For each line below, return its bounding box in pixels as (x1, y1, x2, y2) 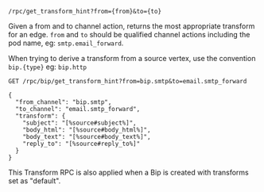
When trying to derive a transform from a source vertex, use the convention (8, 54, 256, 63)
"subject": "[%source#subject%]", (22, 119, 137, 127)
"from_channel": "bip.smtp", (15, 98, 112, 106)
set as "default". (8, 176, 61, 186)
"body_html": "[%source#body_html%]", (22, 126, 151, 134)
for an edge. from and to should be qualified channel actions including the (8, 30, 250, 39)
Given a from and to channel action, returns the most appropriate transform (8, 21, 255, 31)
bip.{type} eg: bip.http (8, 62, 87, 71)
